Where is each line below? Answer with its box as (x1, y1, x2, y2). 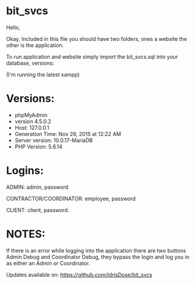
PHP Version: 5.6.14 (14, 143, 63, 150)
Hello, (6, 24, 21, 31)
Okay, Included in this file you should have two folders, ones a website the (6, 35, 188, 42)
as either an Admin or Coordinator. (6, 260, 91, 267)
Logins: (6, 164, 44, 178)
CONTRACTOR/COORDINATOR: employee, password (6, 195, 136, 202)
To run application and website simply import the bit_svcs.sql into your (6, 53, 178, 60)
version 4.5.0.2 (14, 118, 52, 125)
